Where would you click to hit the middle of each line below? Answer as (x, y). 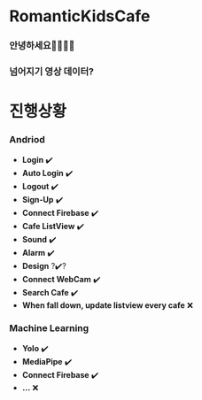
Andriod (27, 140)
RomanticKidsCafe (80, 16)
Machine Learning (49, 328)
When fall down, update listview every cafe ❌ (107, 305)
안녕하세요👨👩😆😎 (42, 46)
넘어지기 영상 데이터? (52, 72)
